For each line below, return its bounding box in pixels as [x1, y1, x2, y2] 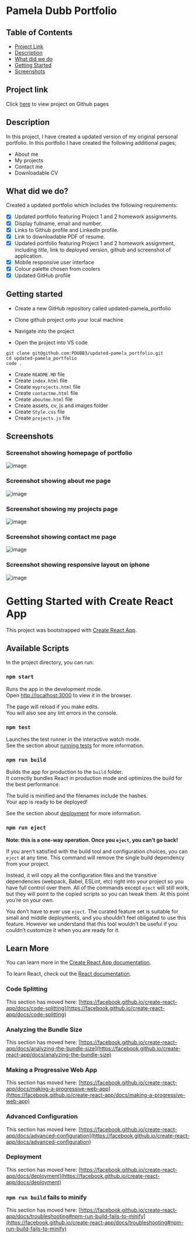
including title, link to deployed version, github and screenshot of [14, 246, 171, 253]
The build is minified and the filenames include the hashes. [6, 793, 148, 800]
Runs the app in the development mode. [6, 685, 102, 692]
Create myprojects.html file [14, 383, 81, 390]
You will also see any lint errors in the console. [6, 709, 118, 716]
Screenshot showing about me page [6, 477, 111, 485]
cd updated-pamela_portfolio [6, 355, 77, 361]
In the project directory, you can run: [6, 659, 94, 666]
